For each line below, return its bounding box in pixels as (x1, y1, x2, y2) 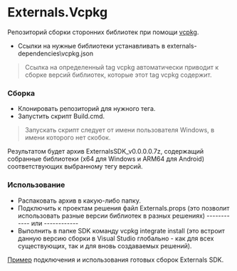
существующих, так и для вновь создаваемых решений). (17, 241, 192, 250)
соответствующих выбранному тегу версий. (7, 162, 143, 171)
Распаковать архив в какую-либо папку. (17, 196, 141, 205)
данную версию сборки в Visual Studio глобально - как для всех (17, 234, 214, 243)
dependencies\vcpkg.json (17, 49, 94, 58)
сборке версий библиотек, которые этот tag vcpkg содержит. (24, 70, 212, 79)
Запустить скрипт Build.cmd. (17, 112, 105, 121)
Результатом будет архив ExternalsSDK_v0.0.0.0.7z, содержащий (7, 147, 204, 156)
